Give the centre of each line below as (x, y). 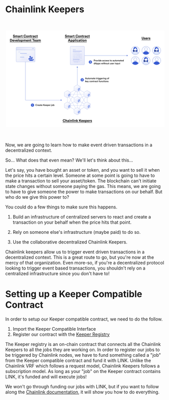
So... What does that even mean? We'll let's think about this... (69, 160)
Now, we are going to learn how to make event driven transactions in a (79, 145)
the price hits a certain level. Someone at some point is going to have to (80, 175)
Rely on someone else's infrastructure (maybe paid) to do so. (77, 232)
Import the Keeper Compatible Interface (54, 329)
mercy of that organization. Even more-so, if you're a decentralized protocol (85, 262)
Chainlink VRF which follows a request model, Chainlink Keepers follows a (82, 366)
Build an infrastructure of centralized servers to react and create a (82, 217)
